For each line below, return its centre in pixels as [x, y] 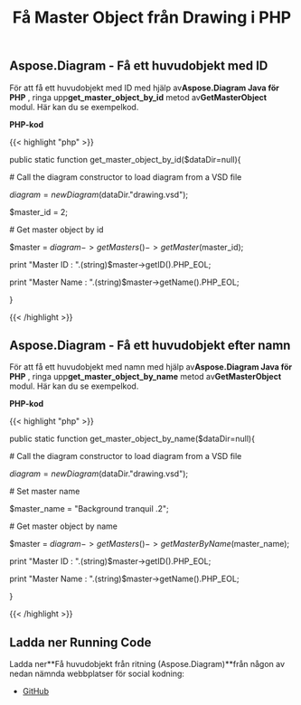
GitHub [36, 691]
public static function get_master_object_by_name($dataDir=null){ [132, 439]
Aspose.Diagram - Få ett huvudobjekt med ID [139, 66]
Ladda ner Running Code [80, 642]
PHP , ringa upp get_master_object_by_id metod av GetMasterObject [138, 97]
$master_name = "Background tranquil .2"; [89, 509]
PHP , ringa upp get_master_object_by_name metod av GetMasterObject [146, 377]
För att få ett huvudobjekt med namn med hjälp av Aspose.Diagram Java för [151, 367]
